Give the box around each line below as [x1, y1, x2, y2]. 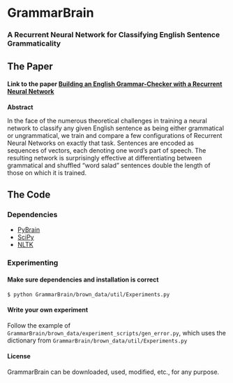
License [7, 352, 31, 361]
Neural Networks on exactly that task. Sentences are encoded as [7, 139, 194, 147]
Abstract [7, 103, 33, 111]
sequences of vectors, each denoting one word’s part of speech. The [7, 146, 206, 155]
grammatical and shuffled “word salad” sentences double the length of [7, 161, 211, 169]
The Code [7, 189, 51, 201]
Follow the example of [7, 321, 71, 330]
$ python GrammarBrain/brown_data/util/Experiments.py [7, 291, 170, 298]
